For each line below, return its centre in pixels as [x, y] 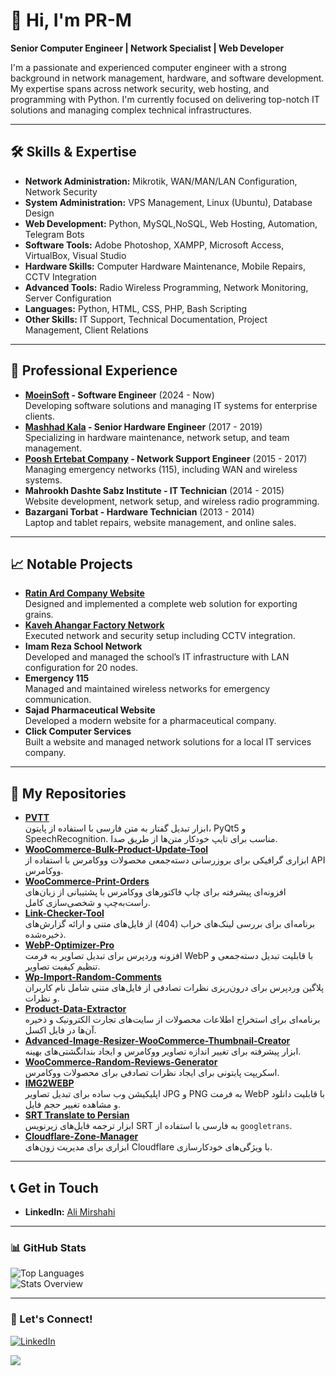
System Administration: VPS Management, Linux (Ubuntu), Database [168, 202]
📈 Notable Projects [71, 564]
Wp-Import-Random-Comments [93, 977]
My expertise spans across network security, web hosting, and [140, 88]
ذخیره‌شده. [45, 935]
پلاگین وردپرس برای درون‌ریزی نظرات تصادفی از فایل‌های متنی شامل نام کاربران [174, 988]
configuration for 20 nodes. [81, 668]
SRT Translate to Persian [77, 1115]
